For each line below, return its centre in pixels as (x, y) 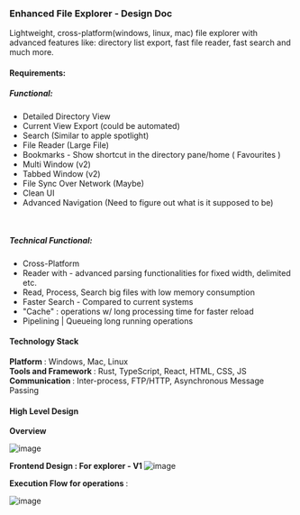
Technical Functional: (51, 241)
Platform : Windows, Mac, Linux (69, 362)
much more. (32, 52)
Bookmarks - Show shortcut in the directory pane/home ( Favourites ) (151, 154)
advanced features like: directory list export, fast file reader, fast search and (150, 42)
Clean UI (38, 193)
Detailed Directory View (66, 116)
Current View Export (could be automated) (101, 125)
